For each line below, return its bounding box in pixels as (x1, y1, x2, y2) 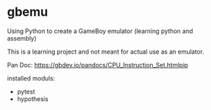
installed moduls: (7, 74, 55, 82)
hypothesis (16, 94, 49, 103)
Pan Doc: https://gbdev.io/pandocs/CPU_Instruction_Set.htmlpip (7, 60, 188, 69)
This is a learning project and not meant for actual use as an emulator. (7, 47, 204, 56)
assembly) (7, 34, 37, 42)
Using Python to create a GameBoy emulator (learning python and (7, 27, 193, 35)
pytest (16, 87, 36, 96)
